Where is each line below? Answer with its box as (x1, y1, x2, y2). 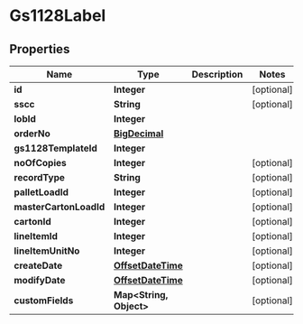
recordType (14, 171, 66, 183)
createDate (14, 259, 63, 272)
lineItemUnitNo (14, 245, 80, 257)
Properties (9, 42, 70, 57)
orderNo (14, 127, 51, 140)
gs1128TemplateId (14, 142, 97, 154)
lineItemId (14, 230, 59, 242)
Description (191, 69, 243, 80)
